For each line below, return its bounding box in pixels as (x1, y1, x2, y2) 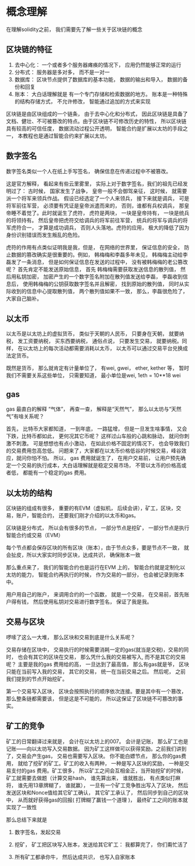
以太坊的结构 (6, 488, 53, 498)
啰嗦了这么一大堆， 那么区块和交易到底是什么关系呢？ (6, 633, 135, 641)
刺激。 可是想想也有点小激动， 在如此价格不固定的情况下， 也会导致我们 (16, 440, 190, 447)
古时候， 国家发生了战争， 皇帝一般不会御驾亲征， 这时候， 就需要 (27, 187, 187, 194)
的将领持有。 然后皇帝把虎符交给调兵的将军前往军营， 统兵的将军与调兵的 (6, 216, 183, 224)
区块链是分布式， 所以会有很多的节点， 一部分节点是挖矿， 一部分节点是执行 (6, 524, 190, 531)
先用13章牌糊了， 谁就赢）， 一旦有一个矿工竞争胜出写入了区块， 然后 (22, 782, 189, 789)
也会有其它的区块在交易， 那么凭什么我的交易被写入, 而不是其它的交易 (17, 653, 186, 660)
